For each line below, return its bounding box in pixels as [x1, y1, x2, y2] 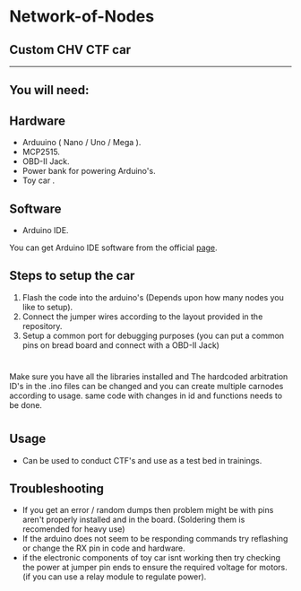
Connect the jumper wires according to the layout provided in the [21, 311, 263, 322]
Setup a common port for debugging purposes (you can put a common [21, 330, 285, 341]
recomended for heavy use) [21, 524, 125, 535]
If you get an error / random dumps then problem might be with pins [21, 505, 274, 516]
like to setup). [21, 301, 73, 312]
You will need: [9, 83, 90, 98]
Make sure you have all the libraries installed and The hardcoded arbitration [9, 371, 288, 382]
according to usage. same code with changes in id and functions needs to [9, 390, 283, 401]
